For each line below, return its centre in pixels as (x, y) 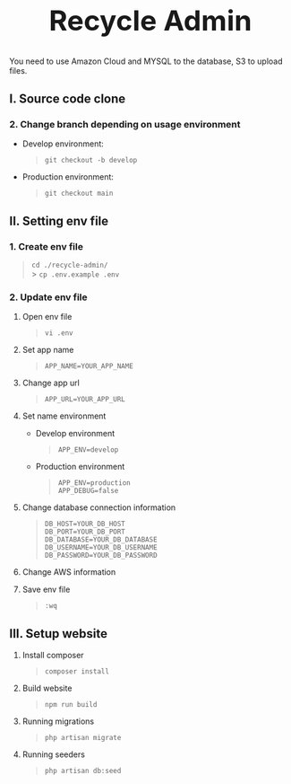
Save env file (46, 590)
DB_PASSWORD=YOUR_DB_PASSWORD (101, 556)
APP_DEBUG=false (88, 491)
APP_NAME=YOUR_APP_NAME (89, 366)
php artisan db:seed (83, 771)
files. (18, 70)
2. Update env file (48, 297)
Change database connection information (99, 507)
